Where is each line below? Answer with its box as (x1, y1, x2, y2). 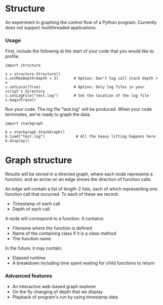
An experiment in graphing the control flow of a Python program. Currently (5, 19, 157, 25)
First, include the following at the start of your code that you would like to (5, 48, 154, 54)
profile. (5, 53, 20, 59)
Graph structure (5, 155, 73, 166)
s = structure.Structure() (5, 72, 61, 77)
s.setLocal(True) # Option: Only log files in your (5, 85, 145, 89)
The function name (12, 236, 51, 242)
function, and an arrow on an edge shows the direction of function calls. (5, 176, 152, 182)
